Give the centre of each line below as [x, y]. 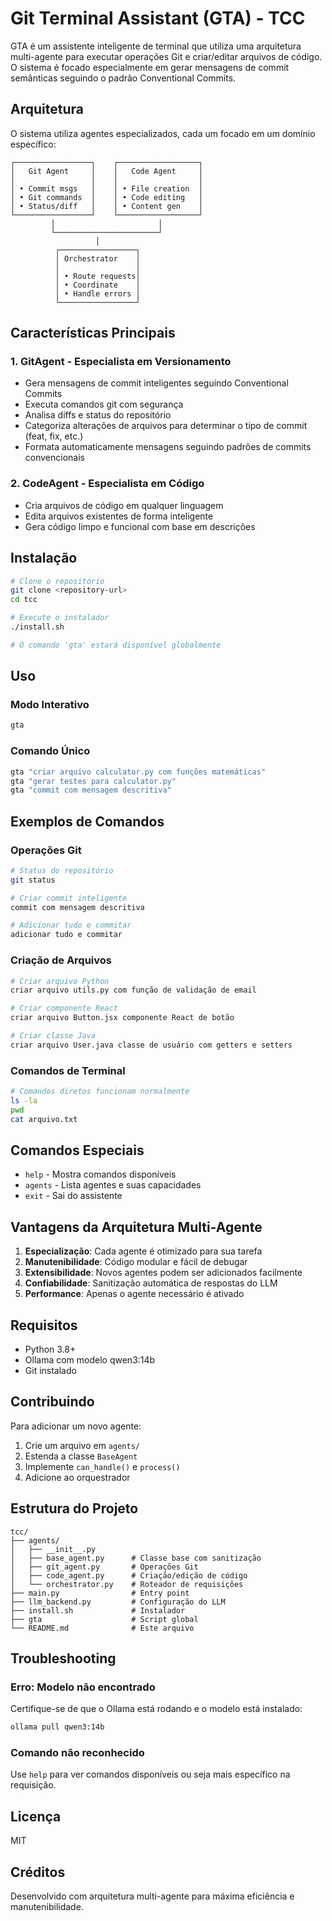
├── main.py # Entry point [100, 1593]
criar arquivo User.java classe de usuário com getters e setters [151, 1045]
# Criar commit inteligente [69, 898]
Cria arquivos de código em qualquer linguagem [124, 505]
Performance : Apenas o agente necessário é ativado [134, 1294]
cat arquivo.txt [44, 1119]
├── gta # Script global [104, 1619]
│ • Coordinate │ [97, 285]
